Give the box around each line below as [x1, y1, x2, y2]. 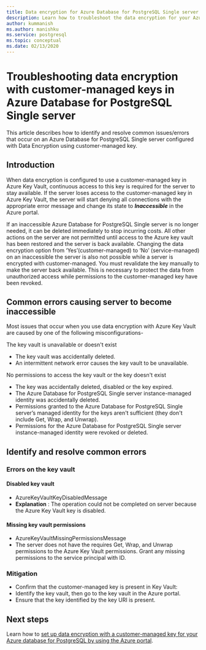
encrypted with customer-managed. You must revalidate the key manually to [6, 259, 199, 267]
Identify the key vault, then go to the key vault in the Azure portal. [15, 590, 181, 597]
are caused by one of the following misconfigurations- [6, 329, 144, 337]
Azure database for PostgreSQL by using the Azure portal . [6, 637, 153, 644]
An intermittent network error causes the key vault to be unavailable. [15, 359, 189, 367]
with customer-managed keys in [6, 83, 175, 97]
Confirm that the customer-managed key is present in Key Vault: [15, 583, 178, 591]
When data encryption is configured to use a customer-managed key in [6, 176, 187, 183]
